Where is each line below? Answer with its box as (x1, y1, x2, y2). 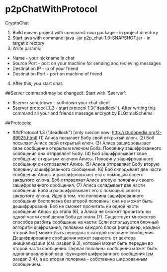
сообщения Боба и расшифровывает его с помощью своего (12, 187, 141, 193)
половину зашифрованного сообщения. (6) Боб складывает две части (12, 166, 162, 172)
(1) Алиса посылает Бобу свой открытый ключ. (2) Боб (38, 135, 155, 140)
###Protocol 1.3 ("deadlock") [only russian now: (12, 129, 111, 135)
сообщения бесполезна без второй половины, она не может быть (12, 198, 153, 204)
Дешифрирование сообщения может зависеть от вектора (12, 235, 136, 241)
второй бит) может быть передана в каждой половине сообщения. (12, 229, 155, 235)
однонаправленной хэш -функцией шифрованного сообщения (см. (12, 251, 155, 257)
